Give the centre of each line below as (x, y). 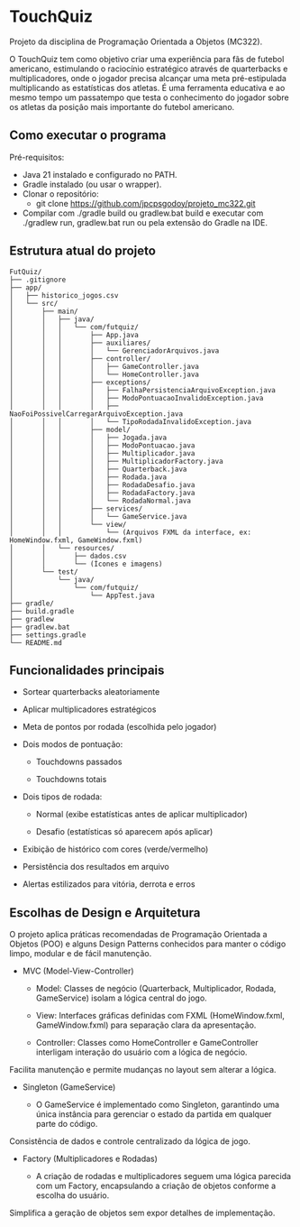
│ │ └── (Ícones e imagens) (86, 564)
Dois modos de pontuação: (73, 744)
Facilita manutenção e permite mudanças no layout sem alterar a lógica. (143, 1070)
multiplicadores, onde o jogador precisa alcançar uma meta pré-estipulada (148, 78)
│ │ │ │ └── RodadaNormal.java (100, 501)
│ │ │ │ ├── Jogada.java (88, 438)
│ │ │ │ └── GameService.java (98, 516)
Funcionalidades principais (87, 670)
